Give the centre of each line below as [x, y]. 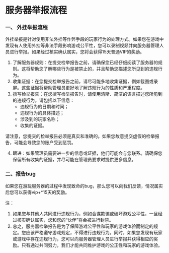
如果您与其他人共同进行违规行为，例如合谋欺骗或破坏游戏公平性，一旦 [85, 213]
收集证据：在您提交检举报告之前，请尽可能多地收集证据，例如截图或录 [85, 82]
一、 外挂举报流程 [26, 27]
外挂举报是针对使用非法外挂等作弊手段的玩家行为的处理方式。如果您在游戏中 [84, 39]
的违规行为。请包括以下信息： [43, 100]
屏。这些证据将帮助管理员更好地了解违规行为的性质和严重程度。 [78, 88]
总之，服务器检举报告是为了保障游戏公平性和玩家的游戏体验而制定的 [83, 226]
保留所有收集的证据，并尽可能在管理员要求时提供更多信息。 [74, 160]
